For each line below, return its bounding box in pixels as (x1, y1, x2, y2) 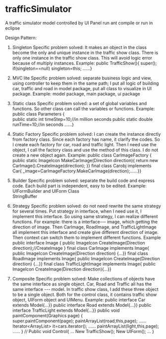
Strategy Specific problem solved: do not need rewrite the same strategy (12, 203, 161, 209)
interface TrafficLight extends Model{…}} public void (12, 307, 120, 313)
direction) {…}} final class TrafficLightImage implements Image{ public (12, 261, 156, 267)
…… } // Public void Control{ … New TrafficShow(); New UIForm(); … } (12, 328, 155, 334)
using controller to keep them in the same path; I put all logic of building (12, 80, 159, 86)
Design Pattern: (5, 35, 37, 41)
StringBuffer (12, 193, 38, 199)
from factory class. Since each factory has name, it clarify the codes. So (12, 136, 160, 142)
